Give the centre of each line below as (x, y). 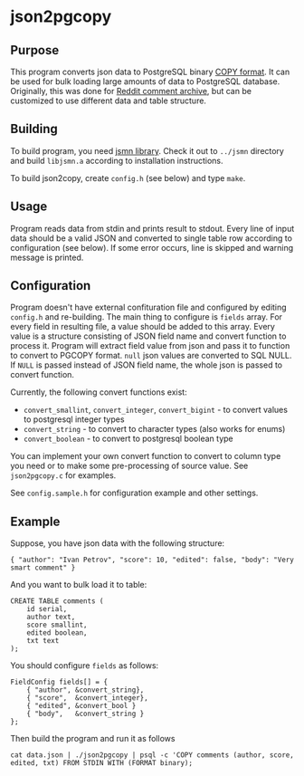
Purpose (35, 50)
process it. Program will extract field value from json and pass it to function (150, 346)
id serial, (47, 609)
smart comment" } (43, 568)
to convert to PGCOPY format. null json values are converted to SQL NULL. (151, 356)
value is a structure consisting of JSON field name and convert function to (148, 336)
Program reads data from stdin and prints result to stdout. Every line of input (152, 228)
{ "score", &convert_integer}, (87, 698)
